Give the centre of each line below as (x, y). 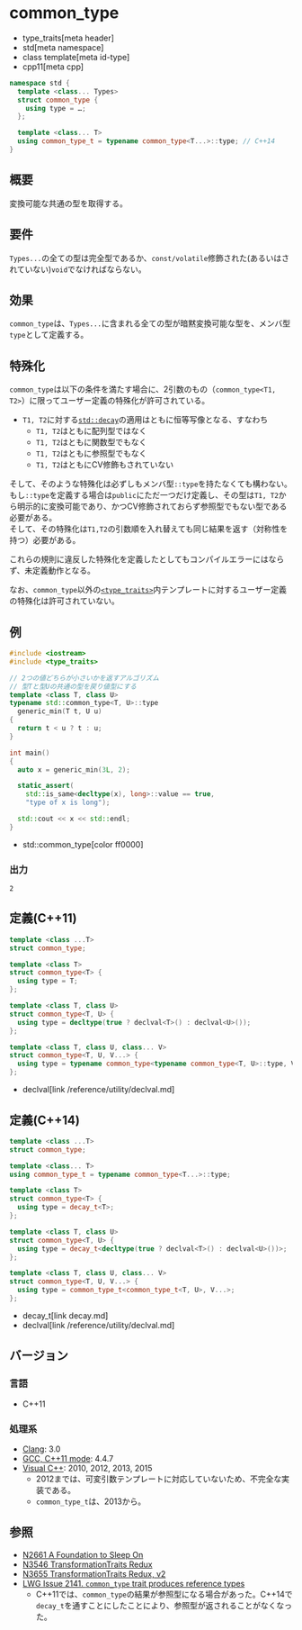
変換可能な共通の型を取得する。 (68, 203)
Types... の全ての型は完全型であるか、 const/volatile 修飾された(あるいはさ (150, 258)
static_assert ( (46, 786)
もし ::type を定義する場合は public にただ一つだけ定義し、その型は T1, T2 (144, 495)
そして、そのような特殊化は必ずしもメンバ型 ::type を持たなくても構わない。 (151, 484)
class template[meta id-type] (76, 57)
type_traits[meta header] (68, 38)
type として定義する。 (49, 335)
